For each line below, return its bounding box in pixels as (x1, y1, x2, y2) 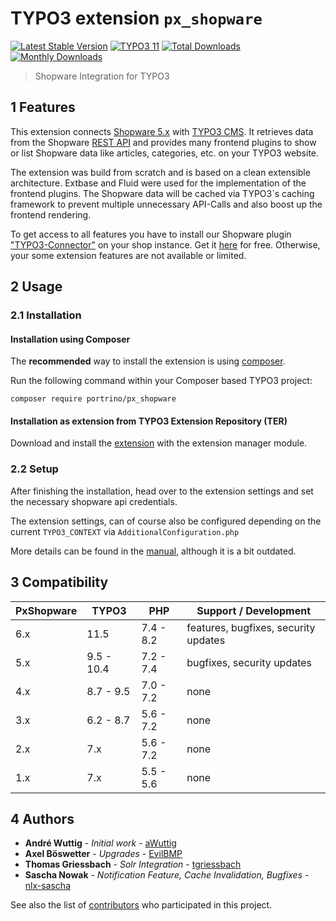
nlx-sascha (24, 880, 72, 892)
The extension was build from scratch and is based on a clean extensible (10, 166, 311, 178)
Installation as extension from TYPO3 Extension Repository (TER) (10, 415, 288, 427)
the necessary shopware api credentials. (10, 495, 178, 507)
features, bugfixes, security (186, 620, 316, 634)
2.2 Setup (10, 462, 59, 476)
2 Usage (10, 278, 63, 296)
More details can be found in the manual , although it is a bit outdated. (10, 545, 297, 557)
